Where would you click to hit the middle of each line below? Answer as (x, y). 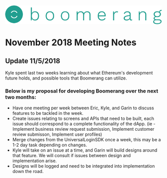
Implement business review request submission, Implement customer (83, 129)
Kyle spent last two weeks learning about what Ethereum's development (79, 73)
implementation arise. (35, 161)
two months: (21, 97)
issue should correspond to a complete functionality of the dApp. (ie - (84, 124)
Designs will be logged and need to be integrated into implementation (83, 166)
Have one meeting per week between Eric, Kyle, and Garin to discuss (83, 108)
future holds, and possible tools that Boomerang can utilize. (66, 78)
